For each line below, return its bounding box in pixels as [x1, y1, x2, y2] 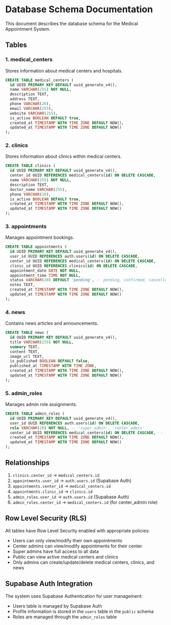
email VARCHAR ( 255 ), [10, 106, 53, 111]
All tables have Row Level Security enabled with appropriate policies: [5, 527, 150, 534]
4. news [5, 308, 25, 316]
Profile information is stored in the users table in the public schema [12, 608, 154, 614]
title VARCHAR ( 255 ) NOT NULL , [10, 340, 74, 345]
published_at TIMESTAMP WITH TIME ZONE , [10, 364, 97, 369]
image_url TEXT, [10, 354, 44, 359]
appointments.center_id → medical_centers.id [12, 483, 111, 489]
